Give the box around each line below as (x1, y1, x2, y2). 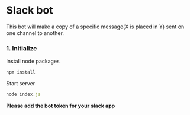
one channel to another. (6, 29, 64, 36)
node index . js (6, 91, 41, 98)
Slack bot (6, 4, 53, 17)
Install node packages (6, 57, 60, 65)
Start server (6, 80, 36, 87)
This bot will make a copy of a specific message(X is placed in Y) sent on (6, 23, 185, 30)
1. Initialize (6, 44, 37, 52)
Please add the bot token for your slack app (6, 102, 115, 109)
